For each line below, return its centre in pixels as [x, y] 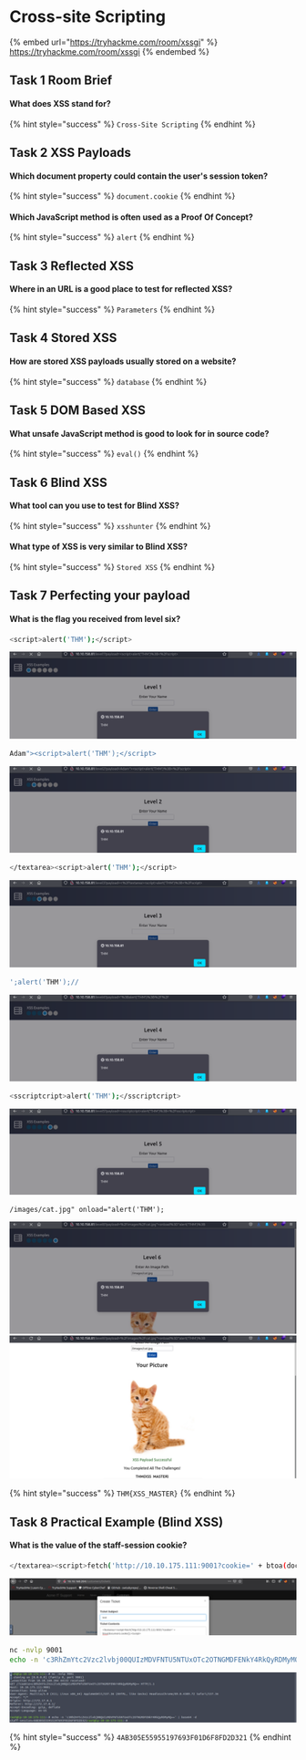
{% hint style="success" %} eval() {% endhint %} [104, 454]
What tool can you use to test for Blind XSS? [95, 506]
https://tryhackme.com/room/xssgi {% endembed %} [110, 51]
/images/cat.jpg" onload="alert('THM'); [87, 1210]
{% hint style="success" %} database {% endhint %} [108, 381]
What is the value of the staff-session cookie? [98, 1545]
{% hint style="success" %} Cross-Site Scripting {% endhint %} [133, 124]
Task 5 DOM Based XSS [77, 410]
